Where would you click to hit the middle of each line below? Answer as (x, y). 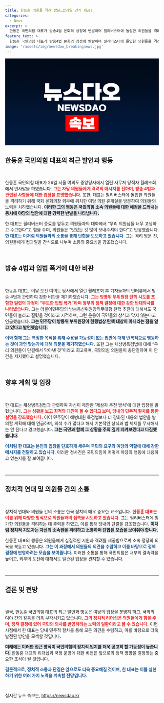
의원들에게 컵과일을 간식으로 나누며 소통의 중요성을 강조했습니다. (66, 242)
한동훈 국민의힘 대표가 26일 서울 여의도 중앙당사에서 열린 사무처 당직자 (72, 183)
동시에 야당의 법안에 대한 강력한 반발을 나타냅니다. (52, 213)
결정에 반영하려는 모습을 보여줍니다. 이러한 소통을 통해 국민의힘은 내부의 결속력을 (82, 552)
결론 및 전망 (21, 590)
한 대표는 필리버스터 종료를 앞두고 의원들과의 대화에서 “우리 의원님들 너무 (74, 224)
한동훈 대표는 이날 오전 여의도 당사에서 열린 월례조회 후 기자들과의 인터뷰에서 (78, 290)
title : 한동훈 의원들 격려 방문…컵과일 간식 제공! (49, 10)
